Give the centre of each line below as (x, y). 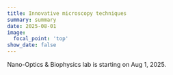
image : (16, 32)
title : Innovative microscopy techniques (67, 13)
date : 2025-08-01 (32, 26)
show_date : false (32, 45)
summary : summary (32, 20)
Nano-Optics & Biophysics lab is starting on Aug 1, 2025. (86, 64)
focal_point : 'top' (41, 39)
